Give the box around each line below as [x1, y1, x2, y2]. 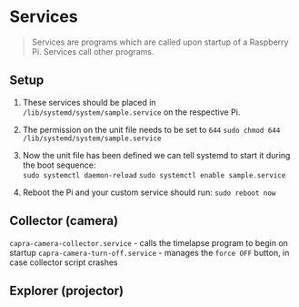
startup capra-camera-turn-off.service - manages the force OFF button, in [9, 247, 290, 258]
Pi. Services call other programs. [31, 46, 154, 56]
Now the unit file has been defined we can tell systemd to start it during [22, 149, 291, 160]
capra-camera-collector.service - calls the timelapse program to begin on [9, 237, 289, 248]
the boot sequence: [22, 159, 96, 170]
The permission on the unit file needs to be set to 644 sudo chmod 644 [22, 124, 281, 135]
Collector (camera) [9, 213, 119, 229]
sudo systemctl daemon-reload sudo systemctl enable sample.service [22, 170, 286, 179]
